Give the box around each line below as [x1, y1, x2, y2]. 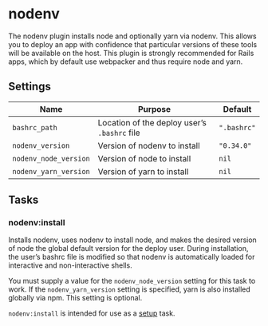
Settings [8, 80, 52, 93]
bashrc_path [12, 123, 58, 132]
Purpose [138, 103, 171, 114]
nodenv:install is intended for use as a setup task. [8, 308, 175, 318]
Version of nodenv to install [97, 140, 201, 151]
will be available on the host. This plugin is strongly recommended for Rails [8, 48, 254, 58]
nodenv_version [12, 141, 70, 150]
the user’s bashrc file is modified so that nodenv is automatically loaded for [8, 252, 255, 262]
